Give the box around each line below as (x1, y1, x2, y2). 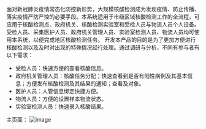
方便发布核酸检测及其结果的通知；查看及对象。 (26, 80, 145, 87)
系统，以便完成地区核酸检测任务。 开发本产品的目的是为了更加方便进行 (17, 36, 196, 43)
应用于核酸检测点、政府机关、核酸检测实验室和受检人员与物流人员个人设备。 (6, 21, 200, 28)
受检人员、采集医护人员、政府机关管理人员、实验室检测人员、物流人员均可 (6, 28, 194, 36)
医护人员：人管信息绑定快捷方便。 (15, 88, 102, 95)
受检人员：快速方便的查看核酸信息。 (15, 64, 107, 72)
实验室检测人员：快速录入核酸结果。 (15, 103, 107, 110)
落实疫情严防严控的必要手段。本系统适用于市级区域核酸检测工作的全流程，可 (6, 13, 200, 20)
